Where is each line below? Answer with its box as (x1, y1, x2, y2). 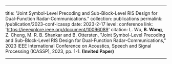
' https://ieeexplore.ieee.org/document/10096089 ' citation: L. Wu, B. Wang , (5, 27, 163, 32)
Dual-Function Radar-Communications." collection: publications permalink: (5, 16, 163, 22)
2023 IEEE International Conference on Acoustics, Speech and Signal (5, 43, 152, 49)
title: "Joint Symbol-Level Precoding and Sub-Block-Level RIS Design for (5, 10, 158, 16)
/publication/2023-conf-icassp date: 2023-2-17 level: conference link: (5, 21, 153, 27)
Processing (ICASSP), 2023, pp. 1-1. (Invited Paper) (5, 48, 114, 54)
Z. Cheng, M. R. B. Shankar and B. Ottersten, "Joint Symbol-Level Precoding (5, 32, 165, 38)
